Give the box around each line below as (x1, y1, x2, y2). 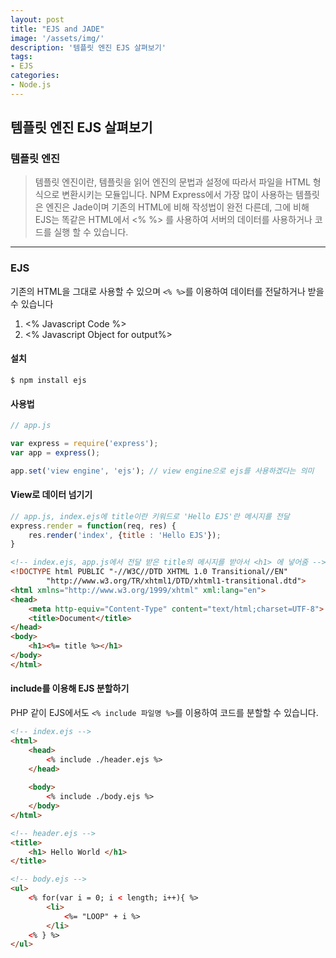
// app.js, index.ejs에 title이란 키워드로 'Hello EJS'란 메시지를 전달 (10, 511, 290, 521)
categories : (10, 71, 60, 81)
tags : (10, 52, 33, 62)
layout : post (10, 14, 65, 25)
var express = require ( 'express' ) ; (10, 439, 159, 449)
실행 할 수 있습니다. (53, 226, 129, 238)
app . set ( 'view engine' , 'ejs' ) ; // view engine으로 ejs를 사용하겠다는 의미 (10, 466, 315, 476)
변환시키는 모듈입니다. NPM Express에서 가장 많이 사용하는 (61, 189, 294, 201)
